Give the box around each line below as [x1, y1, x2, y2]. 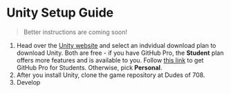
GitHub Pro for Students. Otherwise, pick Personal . [16, 63, 163, 71]
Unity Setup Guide [6, 5, 114, 21]
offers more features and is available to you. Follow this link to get [16, 56, 204, 64]
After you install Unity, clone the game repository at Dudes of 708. [16, 71, 205, 79]
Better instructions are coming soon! [23, 28, 127, 36]
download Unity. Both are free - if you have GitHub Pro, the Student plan [16, 49, 224, 57]
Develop [16, 78, 41, 86]
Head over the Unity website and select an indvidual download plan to [16, 41, 216, 49]
